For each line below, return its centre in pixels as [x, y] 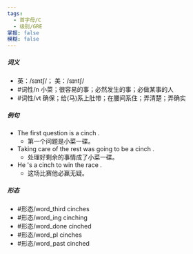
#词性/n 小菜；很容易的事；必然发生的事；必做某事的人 [95, 90]
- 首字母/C [27, 20]
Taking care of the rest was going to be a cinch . [86, 149]
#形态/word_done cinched [54, 226]
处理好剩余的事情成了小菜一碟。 [73, 157]
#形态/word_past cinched [53, 244]
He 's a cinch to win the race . [59, 165]
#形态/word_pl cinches [50, 235]
